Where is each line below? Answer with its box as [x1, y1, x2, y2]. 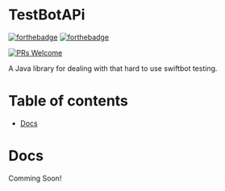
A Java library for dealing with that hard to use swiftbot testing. [8, 63, 218, 73]
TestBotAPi [8, 6, 85, 24]
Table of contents [8, 92, 129, 110]
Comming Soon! [8, 173, 62, 183]
